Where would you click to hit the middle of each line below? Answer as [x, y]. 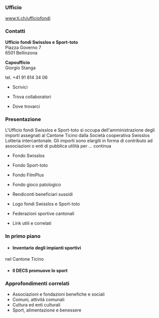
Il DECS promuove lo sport [40, 270]
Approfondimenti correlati [37, 283]
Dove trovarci [26, 106]
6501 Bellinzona [21, 53]
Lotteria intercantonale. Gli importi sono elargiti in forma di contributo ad [79, 141]
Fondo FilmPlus [28, 175]
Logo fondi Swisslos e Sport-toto [46, 204]
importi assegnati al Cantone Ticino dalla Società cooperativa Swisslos [78, 135]
